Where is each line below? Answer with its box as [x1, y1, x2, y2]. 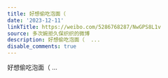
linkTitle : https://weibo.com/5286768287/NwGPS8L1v [7, 23, 161, 30]
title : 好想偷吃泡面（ [7, 10, 66, 18]
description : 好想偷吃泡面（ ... [7, 37, 101, 44]
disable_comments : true [7, 43, 77, 50]
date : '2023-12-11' [7, 17, 64, 24]
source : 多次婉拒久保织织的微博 [7, 30, 90, 37]
